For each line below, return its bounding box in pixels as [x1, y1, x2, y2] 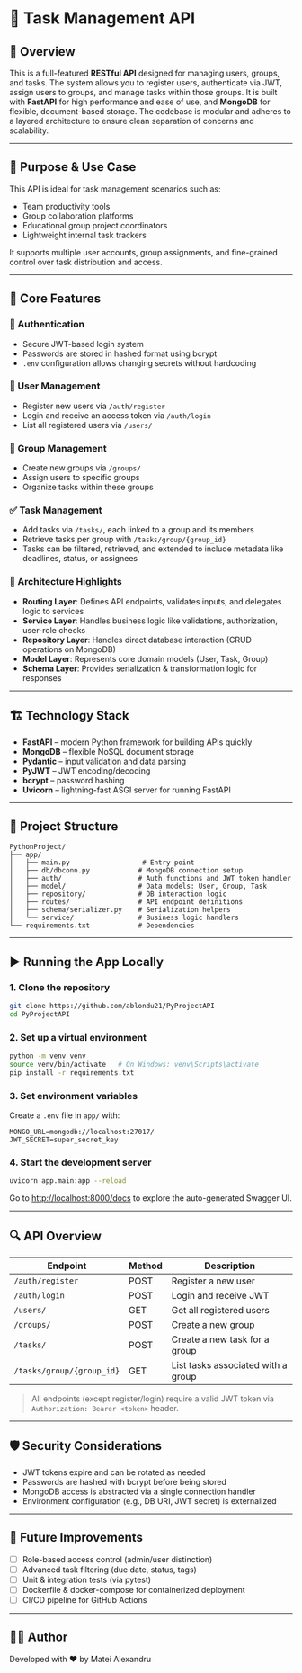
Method [129, 1259, 164, 1272]
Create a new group [171, 1318, 255, 1330]
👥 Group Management [9, 442, 107, 454]
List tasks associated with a [171, 1358, 288, 1371]
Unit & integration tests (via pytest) [22, 1574, 151, 1585]
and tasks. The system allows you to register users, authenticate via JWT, [9, 77, 283, 88]
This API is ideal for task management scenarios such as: [9, 183, 221, 194]
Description [204, 1259, 256, 1272]
